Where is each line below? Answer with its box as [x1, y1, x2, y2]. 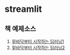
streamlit [4, 3, 42, 15]
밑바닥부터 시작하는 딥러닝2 [11, 45, 65, 51]
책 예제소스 [4, 24, 36, 33]
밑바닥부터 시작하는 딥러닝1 [11, 39, 64, 44]
